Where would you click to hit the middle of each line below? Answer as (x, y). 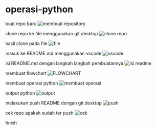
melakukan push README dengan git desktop (54, 103)
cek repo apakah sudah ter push (39, 113)
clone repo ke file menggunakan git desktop (52, 33)
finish (11, 123)
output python (20, 93)
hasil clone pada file (26, 43)
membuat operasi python (32, 83)
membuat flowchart (26, 73)
